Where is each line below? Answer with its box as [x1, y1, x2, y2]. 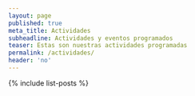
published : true [8, 19, 62, 27]
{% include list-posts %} [8, 78, 90, 88]
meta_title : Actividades [8, 26, 91, 34]
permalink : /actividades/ [8, 49, 94, 57]
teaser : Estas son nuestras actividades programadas [8, 42, 188, 50]
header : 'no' [8, 57, 52, 65]
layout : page [8, 11, 52, 20]
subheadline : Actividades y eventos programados [8, 34, 173, 42]
